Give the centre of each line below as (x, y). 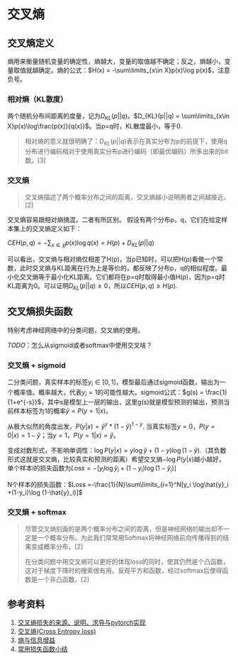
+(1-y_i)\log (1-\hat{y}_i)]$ (45, 492)
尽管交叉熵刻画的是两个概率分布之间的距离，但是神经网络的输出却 (121, 529)
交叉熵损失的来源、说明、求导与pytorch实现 (82, 622)
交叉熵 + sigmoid (36, 365)
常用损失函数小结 (42, 649)
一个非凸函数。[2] (63, 580)
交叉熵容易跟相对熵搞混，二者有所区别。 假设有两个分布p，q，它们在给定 (114, 220)
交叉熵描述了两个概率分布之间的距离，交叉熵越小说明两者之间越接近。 (127, 197)
